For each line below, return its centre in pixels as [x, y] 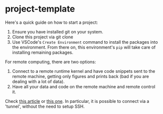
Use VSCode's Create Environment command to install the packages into [85, 42]
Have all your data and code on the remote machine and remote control [84, 86]
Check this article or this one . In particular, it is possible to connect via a [77, 101]
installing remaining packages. [43, 52]
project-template [40, 9]
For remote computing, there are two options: [51, 62]
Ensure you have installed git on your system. [58, 32]
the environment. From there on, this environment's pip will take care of [84, 47]
